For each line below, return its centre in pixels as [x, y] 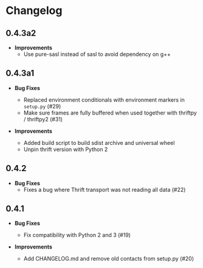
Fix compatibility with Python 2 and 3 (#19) [77, 235]
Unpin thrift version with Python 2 [66, 149]
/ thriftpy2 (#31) [43, 119]
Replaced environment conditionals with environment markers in [104, 100]
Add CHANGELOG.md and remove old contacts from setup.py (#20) [109, 259]
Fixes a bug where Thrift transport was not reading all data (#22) [105, 189]
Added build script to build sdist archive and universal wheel [99, 143]
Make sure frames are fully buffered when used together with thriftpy [110, 113]
